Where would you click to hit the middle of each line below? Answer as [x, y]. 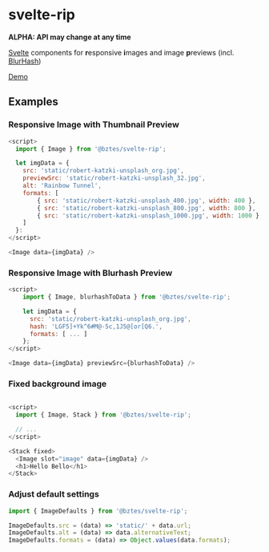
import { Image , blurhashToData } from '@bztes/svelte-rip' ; [126, 297]
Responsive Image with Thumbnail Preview [94, 124]
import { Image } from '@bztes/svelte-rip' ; [91, 149]
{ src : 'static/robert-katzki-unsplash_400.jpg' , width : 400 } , [147, 201]
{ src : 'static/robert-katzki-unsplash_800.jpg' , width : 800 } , [147, 208]
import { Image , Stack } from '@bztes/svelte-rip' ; [104, 415]
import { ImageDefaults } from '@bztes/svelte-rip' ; [98, 511]
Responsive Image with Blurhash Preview [90, 273]
